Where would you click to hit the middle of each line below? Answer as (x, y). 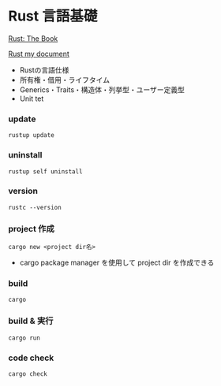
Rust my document (39, 54)
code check (31, 358)
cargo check (28, 374)
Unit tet (32, 98)
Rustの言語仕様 (44, 70)
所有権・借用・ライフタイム (65, 80)
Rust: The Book (33, 38)
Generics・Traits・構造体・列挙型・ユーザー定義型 (102, 89)
